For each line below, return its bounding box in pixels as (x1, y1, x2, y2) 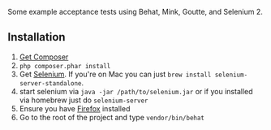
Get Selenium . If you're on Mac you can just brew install (19, 69, 212, 79)
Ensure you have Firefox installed (19, 103, 131, 113)
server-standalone (19, 79, 82, 88)
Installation (7, 30, 66, 44)
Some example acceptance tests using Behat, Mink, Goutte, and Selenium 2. (7, 7, 263, 16)
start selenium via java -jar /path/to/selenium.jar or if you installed (19, 86, 253, 96)
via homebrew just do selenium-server (19, 95, 148, 105)
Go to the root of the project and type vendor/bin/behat (19, 112, 204, 122)
